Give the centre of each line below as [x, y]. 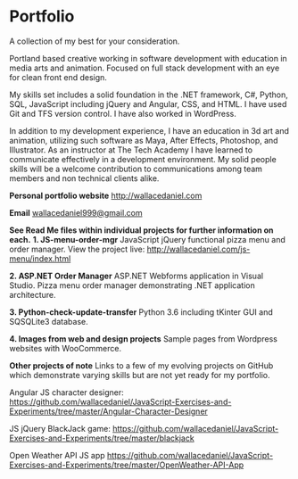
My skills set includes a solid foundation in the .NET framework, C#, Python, [149, 95]
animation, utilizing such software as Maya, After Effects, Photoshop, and [144, 140]
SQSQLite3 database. [49, 321]
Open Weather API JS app [57, 455]
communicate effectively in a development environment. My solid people [143, 159]
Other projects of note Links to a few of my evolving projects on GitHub [141, 365]
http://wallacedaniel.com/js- [199, 249]
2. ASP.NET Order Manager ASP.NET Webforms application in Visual [137, 276]
